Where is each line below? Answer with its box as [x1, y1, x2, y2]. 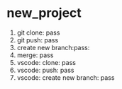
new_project [6, 5, 82, 21]
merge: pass [16, 51, 54, 59]
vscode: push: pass [16, 66, 74, 74]
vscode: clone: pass [16, 58, 76, 66]
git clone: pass [16, 28, 60, 37]
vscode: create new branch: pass [16, 73, 115, 82]
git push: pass [16, 35, 59, 44]
